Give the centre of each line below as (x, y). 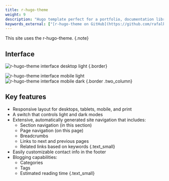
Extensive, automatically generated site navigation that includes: (79, 120)
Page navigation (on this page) (52, 130)
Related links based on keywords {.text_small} (68, 146)
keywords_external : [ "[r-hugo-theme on (47, 24)
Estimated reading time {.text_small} (57, 173)
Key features (26, 97)
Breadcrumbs (34, 136)
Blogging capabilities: (35, 157)
